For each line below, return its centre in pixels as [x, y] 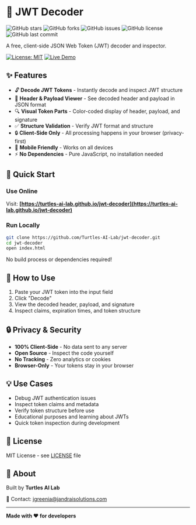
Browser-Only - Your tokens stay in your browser [74, 365]
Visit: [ [14, 204]
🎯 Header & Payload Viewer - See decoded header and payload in [94, 98]
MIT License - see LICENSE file [43, 455]
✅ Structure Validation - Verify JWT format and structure [84, 126]
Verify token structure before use [54, 410]
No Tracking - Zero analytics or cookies [62, 359]
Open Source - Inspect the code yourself [64, 353]
